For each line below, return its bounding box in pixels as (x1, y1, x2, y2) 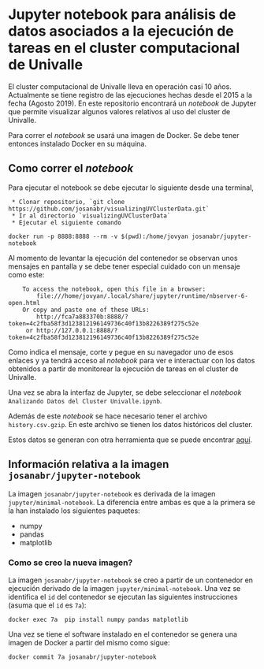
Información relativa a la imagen (8, 458, 169, 471)
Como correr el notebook (8, 162, 134, 175)
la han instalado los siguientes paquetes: (8, 506, 140, 515)
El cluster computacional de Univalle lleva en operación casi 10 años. (8, 81, 232, 91)
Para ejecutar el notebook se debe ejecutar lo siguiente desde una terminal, (8, 183, 255, 192)
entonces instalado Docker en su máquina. (8, 139, 147, 148)
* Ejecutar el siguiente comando (11, 218, 122, 226)
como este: (8, 269, 45, 279)
